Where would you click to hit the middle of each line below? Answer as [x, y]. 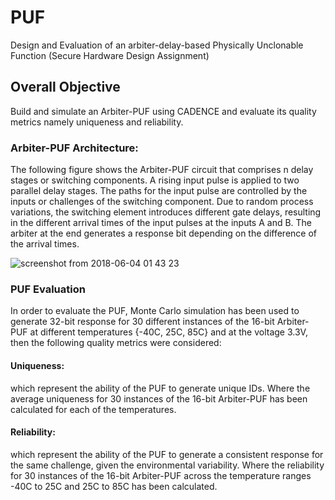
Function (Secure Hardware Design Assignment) [110, 55]
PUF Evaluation [48, 289]
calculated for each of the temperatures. [93, 409]
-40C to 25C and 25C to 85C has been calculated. [114, 486]
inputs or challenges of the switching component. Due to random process [162, 202]
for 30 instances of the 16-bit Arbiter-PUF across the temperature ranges [161, 475]
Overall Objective [65, 87]
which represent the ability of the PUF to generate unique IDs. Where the [160, 388]
